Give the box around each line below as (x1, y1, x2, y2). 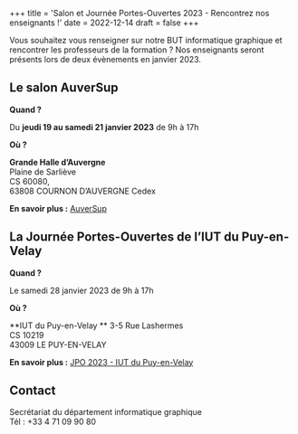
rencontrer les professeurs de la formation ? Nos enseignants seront (9, 44, 264, 55)
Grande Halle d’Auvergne (9, 156, 106, 167)
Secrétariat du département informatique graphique (9, 407, 202, 418)
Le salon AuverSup (9, 80, 120, 96)
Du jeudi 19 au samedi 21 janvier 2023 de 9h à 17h (9, 121, 199, 132)
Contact (9, 383, 56, 399)
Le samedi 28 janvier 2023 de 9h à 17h (9, 285, 154, 296)
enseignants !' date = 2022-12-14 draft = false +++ (9, 17, 199, 28)
